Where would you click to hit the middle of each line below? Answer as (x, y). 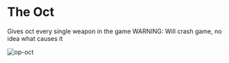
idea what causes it (35, 38)
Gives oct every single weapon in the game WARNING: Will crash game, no (114, 31)
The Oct (31, 12)
